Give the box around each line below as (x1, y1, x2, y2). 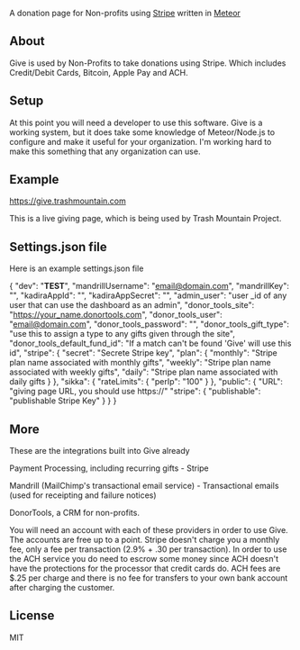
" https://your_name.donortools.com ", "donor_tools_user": (9, 310, 223, 320)
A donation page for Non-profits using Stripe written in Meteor (9, 8, 241, 18)
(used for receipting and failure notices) (9, 490, 157, 501)
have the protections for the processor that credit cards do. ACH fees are (9, 563, 281, 574)
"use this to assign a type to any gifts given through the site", (9, 329, 236, 339)
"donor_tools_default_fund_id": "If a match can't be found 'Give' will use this (9, 338, 292, 349)
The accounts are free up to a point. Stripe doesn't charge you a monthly (9, 535, 280, 546)
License (9, 608, 55, 624)
